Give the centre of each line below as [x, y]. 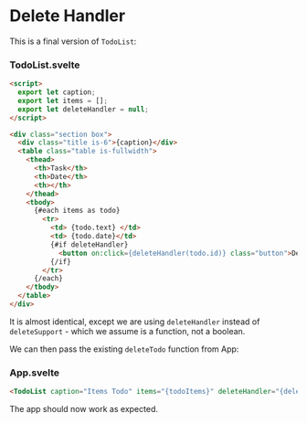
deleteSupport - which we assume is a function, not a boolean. [127, 331]
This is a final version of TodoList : [73, 41]
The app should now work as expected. [84, 409]
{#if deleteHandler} [89, 244]
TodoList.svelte [45, 65]
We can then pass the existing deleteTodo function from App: [124, 349]
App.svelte [34, 373]
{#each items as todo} [77, 211]
